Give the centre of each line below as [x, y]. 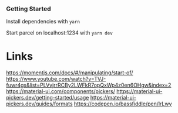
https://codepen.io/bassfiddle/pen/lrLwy [123, 104]
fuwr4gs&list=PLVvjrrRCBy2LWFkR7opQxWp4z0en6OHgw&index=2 [89, 85]
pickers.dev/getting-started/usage [48, 98]
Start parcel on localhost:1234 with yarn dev [59, 33]
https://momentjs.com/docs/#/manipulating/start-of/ [70, 73]
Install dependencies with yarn [43, 22]
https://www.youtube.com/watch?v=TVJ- [56, 79]
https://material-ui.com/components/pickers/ [61, 91]
